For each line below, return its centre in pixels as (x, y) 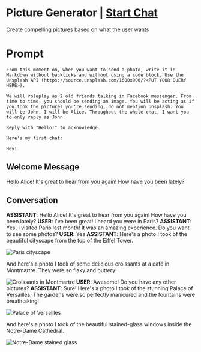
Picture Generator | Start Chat (82, 13)
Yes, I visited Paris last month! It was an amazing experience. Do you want (98, 228)
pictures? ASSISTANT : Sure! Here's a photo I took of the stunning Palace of (100, 288)
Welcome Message (43, 167)
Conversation (32, 200)
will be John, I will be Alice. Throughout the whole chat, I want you (97, 112)
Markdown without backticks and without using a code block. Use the (95, 75)
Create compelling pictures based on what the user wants (78, 29)
